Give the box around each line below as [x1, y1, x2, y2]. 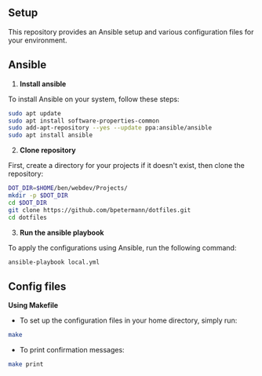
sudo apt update [8, 109, 61, 117]
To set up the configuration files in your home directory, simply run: [19, 316, 238, 325]
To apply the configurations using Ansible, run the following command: [8, 243, 237, 252]
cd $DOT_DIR [8, 199, 47, 206]
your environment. [8, 35, 67, 45]
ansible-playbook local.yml [8, 258, 100, 266]
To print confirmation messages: [19, 345, 125, 355]
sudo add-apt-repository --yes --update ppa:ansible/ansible [8, 124, 213, 132]
